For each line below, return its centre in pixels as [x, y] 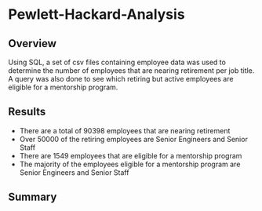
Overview [33, 44]
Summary [33, 197]
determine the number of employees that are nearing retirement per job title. [131, 71]
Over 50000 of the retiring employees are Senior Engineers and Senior [134, 139]
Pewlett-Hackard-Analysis [97, 15]
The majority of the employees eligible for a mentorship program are [130, 164]
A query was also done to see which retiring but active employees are [121, 79]
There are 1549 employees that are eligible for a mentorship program [131, 155]
